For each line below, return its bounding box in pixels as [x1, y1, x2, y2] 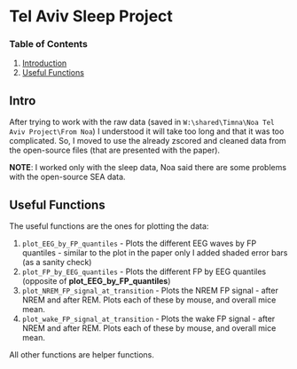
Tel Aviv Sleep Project [9, 6, 173, 27]
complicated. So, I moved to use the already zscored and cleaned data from [9, 136, 286, 146]
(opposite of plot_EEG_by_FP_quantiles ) [21, 276, 171, 287]
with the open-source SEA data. [9, 171, 126, 183]
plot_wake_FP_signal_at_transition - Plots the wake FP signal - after [21, 313, 276, 325]
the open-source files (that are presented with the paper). [9, 145, 220, 156]
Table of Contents [9, 38, 89, 51]
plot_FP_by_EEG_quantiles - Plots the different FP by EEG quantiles [21, 266, 267, 277]
